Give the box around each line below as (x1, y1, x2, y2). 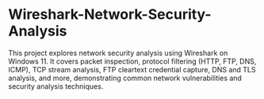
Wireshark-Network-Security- (8, 5, 212, 24)
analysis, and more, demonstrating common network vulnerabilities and (8, 73, 242, 82)
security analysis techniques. (8, 81, 104, 91)
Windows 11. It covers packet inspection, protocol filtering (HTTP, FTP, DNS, (8, 57, 257, 66)
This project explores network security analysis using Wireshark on (8, 48, 228, 57)
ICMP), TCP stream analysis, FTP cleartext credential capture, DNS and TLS (8, 64, 256, 74)
